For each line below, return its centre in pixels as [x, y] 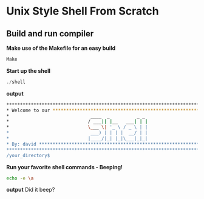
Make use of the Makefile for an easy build [61, 48]
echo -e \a [20, 178]
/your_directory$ [28, 155]
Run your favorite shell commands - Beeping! [65, 167]
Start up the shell [28, 70]
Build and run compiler [50, 34]
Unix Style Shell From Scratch [83, 11]
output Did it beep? [31, 190]
